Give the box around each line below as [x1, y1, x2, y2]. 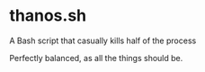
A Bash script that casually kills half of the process [9, 35, 197, 46]
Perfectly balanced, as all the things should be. [9, 52, 183, 63]
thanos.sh [9, 5, 87, 26]
